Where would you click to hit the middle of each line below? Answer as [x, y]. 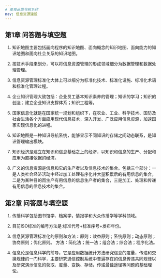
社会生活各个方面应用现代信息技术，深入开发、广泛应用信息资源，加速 [82, 119]
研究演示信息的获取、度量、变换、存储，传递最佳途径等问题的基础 [82, 265]
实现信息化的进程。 [35, 125]
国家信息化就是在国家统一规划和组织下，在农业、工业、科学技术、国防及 [84, 113]
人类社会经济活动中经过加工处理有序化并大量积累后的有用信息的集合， [86, 174]
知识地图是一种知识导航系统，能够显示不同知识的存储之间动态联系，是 [82, 135]
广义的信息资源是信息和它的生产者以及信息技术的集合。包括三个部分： [82, 168]
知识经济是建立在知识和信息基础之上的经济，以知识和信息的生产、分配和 [84, 152]
